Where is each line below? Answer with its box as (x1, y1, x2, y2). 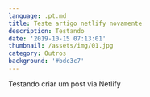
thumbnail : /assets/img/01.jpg (8, 42, 114, 50)
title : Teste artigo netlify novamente (8, 19, 143, 27)
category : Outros (8, 49, 67, 57)
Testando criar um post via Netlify (8, 78, 121, 89)
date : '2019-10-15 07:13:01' (8, 34, 106, 43)
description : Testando (8, 27, 85, 35)
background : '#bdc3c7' (8, 57, 85, 65)
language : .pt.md (8, 11, 67, 20)
